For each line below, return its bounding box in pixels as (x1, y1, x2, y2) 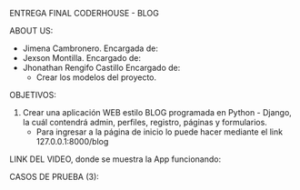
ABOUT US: (9, 25, 54, 35)
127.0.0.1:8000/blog (35, 136, 109, 146)
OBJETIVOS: (9, 90, 56, 100)
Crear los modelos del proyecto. (35, 72, 157, 83)
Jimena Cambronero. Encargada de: (22, 43, 159, 54)
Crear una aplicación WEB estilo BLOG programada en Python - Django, (22, 107, 293, 117)
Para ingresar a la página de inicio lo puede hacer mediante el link (35, 126, 284, 137)
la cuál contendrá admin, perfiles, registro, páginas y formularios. (22, 117, 268, 127)
